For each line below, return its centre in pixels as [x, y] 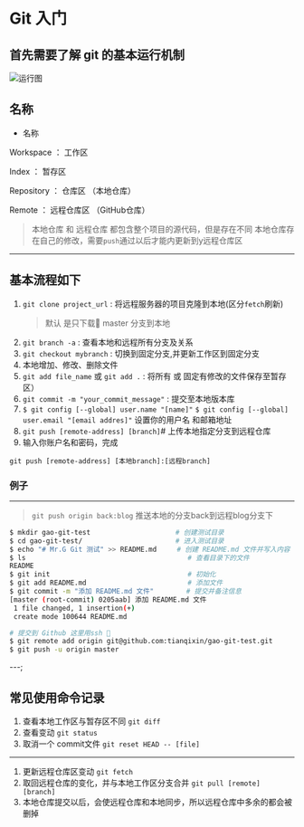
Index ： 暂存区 [38, 171]
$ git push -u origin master [64, 650]
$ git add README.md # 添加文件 [116, 583]
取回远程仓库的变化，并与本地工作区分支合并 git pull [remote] [141, 783]
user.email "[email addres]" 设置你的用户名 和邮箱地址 [127, 419]
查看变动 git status [60, 732]
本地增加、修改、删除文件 [70, 365]
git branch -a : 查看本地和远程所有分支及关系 [108, 342]
